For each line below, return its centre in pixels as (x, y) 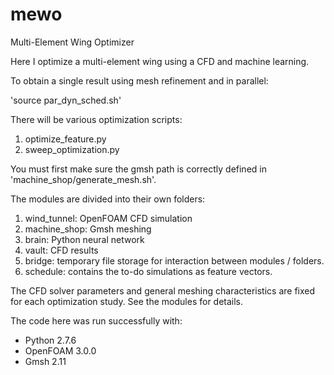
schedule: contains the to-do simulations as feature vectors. (148, 271)
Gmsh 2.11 (45, 361)
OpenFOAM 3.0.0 (60, 350)
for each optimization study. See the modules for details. (127, 301)
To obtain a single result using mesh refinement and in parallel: (139, 80)
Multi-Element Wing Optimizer (72, 42)
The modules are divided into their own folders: (108, 199)
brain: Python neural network (84, 239)
